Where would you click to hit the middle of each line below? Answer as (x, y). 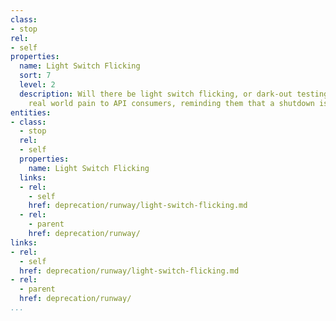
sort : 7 (35, 76)
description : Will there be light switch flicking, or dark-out (156, 94)
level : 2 (37, 85)
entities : (31, 112)
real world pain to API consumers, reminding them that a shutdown (171, 103)
